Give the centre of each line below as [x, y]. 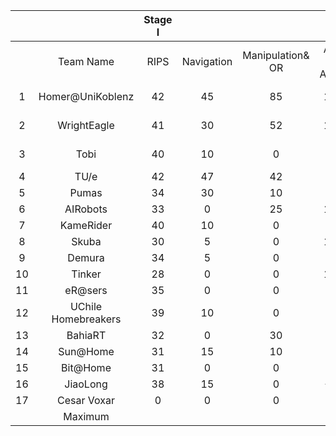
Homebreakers [86, 319]
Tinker [86, 274]
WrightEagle [86, 125]
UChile [86, 306]
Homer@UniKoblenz [86, 96]
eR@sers [86, 290]
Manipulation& [276, 55]
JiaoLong [86, 384]
